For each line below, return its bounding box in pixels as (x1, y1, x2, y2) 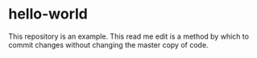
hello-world (8, 5, 89, 23)
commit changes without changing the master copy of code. (8, 39, 209, 49)
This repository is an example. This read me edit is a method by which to (8, 31, 250, 41)
